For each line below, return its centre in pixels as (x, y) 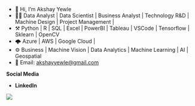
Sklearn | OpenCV (37, 35)
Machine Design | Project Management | (65, 22)
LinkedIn (26, 85)
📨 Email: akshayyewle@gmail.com (57, 62)
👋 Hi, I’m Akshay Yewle (43, 9)
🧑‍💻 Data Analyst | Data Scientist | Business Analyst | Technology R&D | (102, 15)
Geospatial (28, 56)
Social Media (23, 74)
